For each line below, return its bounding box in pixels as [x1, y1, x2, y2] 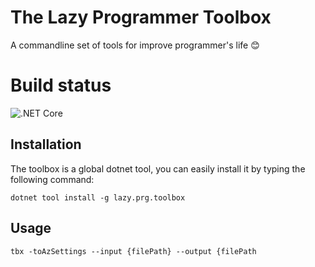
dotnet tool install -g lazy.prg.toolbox [10, 192, 186, 203]
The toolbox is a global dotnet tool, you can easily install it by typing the [10, 162, 306, 175]
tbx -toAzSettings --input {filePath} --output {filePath [10, 246, 257, 256]
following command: [10, 173, 95, 185]
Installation [10, 136, 82, 153]
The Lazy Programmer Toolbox [10, 6, 272, 29]
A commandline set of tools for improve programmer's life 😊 [10, 39, 260, 51]
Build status [10, 74, 112, 97]
